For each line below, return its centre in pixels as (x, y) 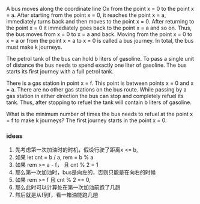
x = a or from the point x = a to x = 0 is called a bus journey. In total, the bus (100, 41)
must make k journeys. (34, 47)
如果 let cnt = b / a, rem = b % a (54, 157)
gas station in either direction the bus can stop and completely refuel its (95, 96)
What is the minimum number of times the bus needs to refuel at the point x (100, 114)
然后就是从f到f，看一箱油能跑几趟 (56, 195)
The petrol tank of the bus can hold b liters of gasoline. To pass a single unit (100, 59)
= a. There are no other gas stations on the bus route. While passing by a (96, 89)
